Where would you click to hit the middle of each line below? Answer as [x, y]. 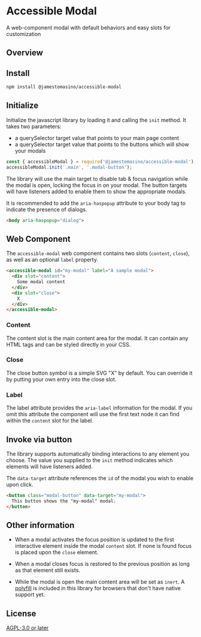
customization [24, 34]
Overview [25, 53]
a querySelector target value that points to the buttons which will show [102, 144]
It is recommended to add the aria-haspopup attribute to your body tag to [96, 203]
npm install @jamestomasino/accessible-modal [64, 87]
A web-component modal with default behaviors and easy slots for [89, 28]
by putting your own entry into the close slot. [61, 379]
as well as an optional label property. [52, 260]
